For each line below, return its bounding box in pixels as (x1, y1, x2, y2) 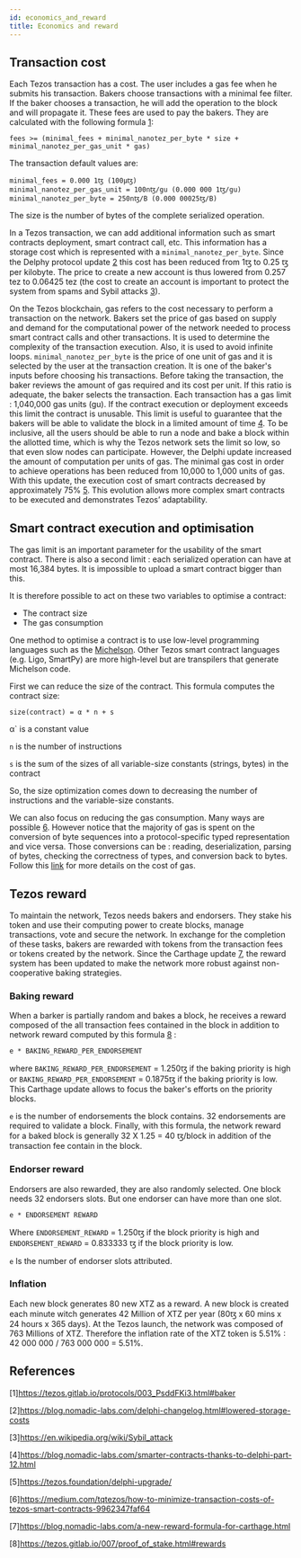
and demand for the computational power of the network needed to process (9, 323, 291, 334)
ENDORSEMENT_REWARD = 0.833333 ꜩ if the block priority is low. (9, 1237, 234, 1248)
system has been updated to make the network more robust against (9, 957, 261, 968)
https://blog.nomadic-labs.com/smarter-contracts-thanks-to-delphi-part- (20, 1449, 292, 1460)
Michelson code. (9, 663, 72, 674)
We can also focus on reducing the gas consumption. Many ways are (9, 813, 265, 824)
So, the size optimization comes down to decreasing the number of (9, 786, 258, 797)
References (9, 1364, 75, 1379)
